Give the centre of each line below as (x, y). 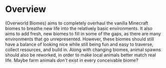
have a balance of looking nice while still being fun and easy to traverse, (79, 44)
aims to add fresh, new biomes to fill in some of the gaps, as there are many (83, 33)
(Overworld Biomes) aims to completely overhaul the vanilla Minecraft (77, 23)
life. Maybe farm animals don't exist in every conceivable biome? (72, 60)
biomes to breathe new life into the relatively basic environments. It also (79, 28)
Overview (26, 9)
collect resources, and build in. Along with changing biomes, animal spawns (83, 49)
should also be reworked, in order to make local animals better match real (81, 55)
